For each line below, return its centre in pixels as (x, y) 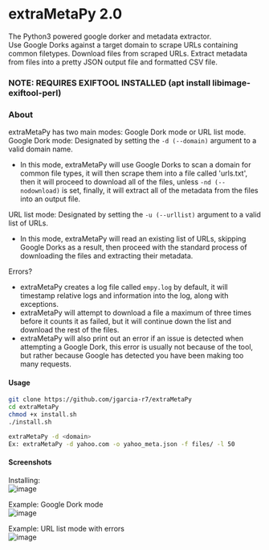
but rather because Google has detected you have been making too (132, 356)
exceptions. (39, 304)
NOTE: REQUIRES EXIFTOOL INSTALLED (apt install (110, 83)
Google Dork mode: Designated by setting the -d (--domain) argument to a (132, 141)
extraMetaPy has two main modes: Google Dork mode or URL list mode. (127, 132)
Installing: (24, 480)
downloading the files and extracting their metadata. (106, 256)
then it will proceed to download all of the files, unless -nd (115, 182)
